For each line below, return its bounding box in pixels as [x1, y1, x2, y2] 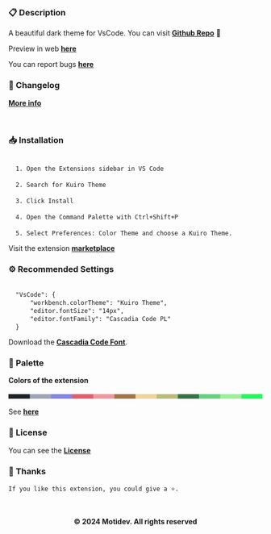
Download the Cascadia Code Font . [8, 337, 127, 347]
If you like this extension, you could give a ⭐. [8, 485, 179, 494]
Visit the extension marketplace [8, 243, 115, 252]
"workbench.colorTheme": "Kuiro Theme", [29, 299, 168, 307]
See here [8, 407, 40, 417]
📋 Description [8, 6, 66, 18]
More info [8, 98, 42, 107]
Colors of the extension [8, 376, 89, 386]
